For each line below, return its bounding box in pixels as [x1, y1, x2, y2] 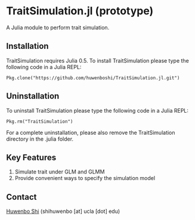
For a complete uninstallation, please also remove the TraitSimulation [6, 129, 175, 136]
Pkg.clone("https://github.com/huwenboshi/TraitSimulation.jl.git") [6, 75, 180, 81]
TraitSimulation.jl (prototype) [6, 4, 154, 18]
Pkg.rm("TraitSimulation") [6, 118, 73, 125]
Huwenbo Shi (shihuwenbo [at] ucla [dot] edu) [6, 207, 120, 215]
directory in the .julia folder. [6, 135, 73, 142]
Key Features [6, 152, 57, 162]
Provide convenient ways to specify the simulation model [14, 175, 156, 182]
